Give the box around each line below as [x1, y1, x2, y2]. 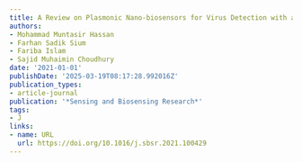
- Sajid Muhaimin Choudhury [9, 55, 115, 64]
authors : [9, 22, 42, 31]
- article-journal [9, 88, 78, 97]
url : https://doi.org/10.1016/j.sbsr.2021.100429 [17, 139, 207, 148]
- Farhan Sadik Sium [9, 38, 87, 48]
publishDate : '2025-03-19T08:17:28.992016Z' [9, 72, 179, 81]
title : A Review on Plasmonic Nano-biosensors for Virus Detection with [9, 13, 288, 22]
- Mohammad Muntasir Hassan [9, 30, 115, 39]
